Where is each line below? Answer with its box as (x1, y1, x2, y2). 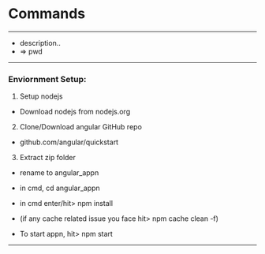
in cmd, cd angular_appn (19, 183, 100, 193)
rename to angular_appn (19, 168, 99, 177)
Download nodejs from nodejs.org (19, 107, 131, 117)
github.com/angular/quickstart (19, 137, 119, 147)
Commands (8, 5, 86, 23)
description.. (19, 38, 61, 47)
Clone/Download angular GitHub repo (19, 122, 142, 132)
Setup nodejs (19, 92, 63, 101)
